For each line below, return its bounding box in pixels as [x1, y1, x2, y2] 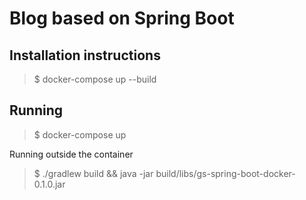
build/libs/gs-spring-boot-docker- [155, 167, 296, 179]
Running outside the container [9, 148, 134, 160]
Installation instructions [9, 47, 161, 64]
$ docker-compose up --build [33, 73, 157, 85]
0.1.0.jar [33, 178, 66, 190]
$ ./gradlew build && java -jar [33, 167, 154, 179]
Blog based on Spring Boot [9, 7, 235, 30]
